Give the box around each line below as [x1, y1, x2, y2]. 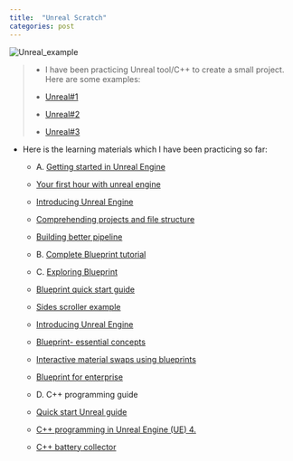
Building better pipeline [35, 231, 123, 242]
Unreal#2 [44, 108, 80, 119]
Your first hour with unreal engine [35, 178, 161, 190]
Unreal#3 [44, 126, 80, 136]
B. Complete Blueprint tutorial [35, 249, 146, 259]
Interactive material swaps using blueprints [35, 353, 197, 364]
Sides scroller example [35, 301, 121, 312]
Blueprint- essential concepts [35, 336, 146, 347]
